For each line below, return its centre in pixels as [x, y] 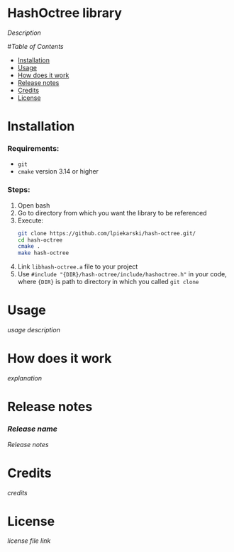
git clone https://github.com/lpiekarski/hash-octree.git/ [107, 233]
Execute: [30, 220]
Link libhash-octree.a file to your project [78, 266]
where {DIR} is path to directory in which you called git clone [108, 282]
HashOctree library [65, 13]
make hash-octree [43, 253]
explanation [25, 378]
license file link [29, 541]
